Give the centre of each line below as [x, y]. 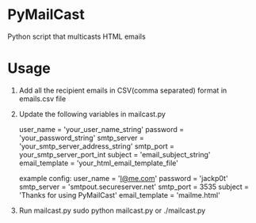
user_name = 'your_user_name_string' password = [101, 129]
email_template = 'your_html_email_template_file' [99, 163]
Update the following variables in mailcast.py [92, 114]
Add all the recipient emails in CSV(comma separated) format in [123, 90]
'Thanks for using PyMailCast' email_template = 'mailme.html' [120, 195]
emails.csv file [42, 98]
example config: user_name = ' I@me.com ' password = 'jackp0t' [123, 178]
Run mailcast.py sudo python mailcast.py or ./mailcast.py [112, 210]
